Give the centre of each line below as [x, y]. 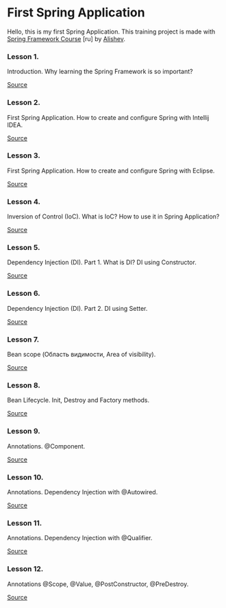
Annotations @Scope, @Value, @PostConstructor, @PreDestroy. [98, 584]
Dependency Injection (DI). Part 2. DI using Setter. [77, 308]
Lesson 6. [24, 294]
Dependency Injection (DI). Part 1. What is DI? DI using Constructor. [102, 262]
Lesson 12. [25, 569]
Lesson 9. [24, 431]
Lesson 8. [24, 385]
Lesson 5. [24, 248]
